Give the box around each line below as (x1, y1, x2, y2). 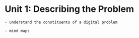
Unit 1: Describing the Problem (5, 3, 134, 15)
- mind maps (5, 28, 30, 33)
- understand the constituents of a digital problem (5, 20, 118, 25)
